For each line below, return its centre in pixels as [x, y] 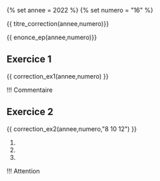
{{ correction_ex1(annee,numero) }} [58, 76]
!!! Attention [23, 170]
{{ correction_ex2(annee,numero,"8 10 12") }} [72, 128]
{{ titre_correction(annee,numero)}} [58, 24]
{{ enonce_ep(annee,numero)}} [52, 37]
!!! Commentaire [30, 90]
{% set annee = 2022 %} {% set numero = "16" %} [80, 10]
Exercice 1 [29, 59]
